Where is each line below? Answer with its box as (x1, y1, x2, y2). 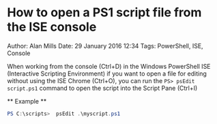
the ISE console (7, 19, 97, 35)
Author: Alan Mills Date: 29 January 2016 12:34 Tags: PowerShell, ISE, (7, 42, 203, 50)
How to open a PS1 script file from (7, 5, 202, 20)
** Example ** (7, 97, 47, 105)
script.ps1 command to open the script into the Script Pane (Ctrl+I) (7, 84, 198, 92)
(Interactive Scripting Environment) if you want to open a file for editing (7, 69, 207, 78)
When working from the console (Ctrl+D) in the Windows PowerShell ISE (7, 62, 211, 70)
